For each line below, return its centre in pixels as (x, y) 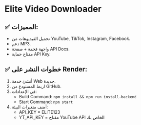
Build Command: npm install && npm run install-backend (78, 96)
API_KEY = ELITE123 (40, 112)
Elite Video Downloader (53, 9)
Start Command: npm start (46, 102)
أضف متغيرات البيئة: (30, 107)
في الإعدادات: (24, 91)
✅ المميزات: (21, 27)
